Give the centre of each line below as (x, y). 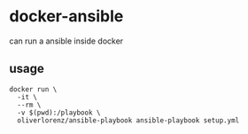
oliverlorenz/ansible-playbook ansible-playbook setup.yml (128, 120)
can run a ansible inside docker (66, 41)
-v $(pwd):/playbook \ (59, 113)
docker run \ (33, 89)
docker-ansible (66, 16)
